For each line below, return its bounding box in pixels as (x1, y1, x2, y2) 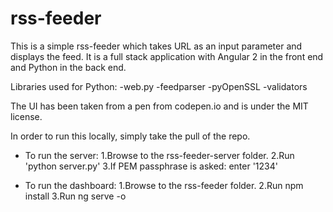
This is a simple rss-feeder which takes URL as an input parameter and (10, 40, 303, 52)
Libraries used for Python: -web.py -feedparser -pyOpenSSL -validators (10, 80, 308, 92)
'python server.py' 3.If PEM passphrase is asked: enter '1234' (24, 160, 278, 172)
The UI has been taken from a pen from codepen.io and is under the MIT (10, 100, 309, 112)
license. (10, 110, 43, 122)
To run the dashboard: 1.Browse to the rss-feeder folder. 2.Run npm (24, 179, 304, 191)
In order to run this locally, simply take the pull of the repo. (10, 130, 251, 142)
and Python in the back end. (10, 61, 127, 73)
